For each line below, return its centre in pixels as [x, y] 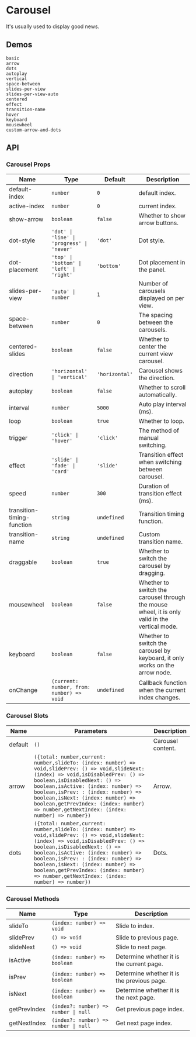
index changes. [160, 698]
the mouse [153, 605]
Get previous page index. [150, 1010]
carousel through [162, 597]
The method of [159, 430]
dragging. [152, 573]
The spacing [156, 315]
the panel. [152, 270]
